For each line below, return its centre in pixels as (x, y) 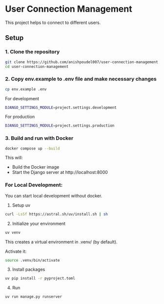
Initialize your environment (39, 223)
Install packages (29, 269)
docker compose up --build (32, 148)
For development (22, 98)
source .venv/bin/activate (32, 260)
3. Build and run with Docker (39, 138)
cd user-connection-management (37, 66)
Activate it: (16, 251)
